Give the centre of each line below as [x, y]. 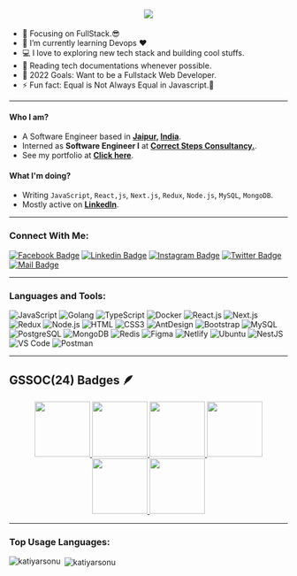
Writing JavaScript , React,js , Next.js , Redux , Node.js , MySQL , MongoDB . [148, 196]
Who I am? [29, 117]
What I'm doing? [40, 175]
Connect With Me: [49, 236]
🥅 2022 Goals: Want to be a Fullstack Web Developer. [119, 74]
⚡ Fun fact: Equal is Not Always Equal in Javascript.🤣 [118, 85]
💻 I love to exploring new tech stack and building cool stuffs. [133, 52]
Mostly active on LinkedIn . [70, 204]
